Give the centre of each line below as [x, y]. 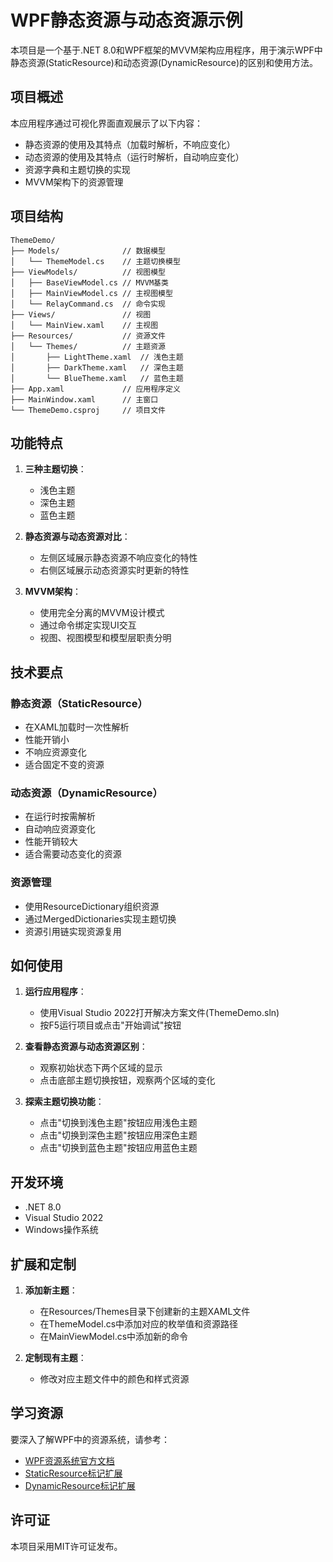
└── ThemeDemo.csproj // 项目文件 [88, 410]
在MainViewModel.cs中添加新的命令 [114, 1337]
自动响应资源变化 [60, 829]
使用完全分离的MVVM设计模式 [102, 613]
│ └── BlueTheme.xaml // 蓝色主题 [97, 378]
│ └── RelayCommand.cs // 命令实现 [88, 304]
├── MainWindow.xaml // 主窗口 [84, 399]
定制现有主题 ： [55, 1358]
